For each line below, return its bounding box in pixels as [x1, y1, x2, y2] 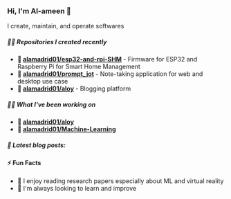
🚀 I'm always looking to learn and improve [17, 184, 137, 192]
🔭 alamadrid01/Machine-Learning [17, 125, 116, 133]
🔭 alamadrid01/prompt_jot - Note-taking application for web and [17, 70, 203, 78]
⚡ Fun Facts [7, 159, 41, 167]
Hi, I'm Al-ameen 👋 [7, 6, 71, 16]
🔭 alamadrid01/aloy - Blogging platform [17, 84, 131, 93]
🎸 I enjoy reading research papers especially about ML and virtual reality [17, 176, 224, 185]
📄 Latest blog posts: [7, 141, 66, 149]
